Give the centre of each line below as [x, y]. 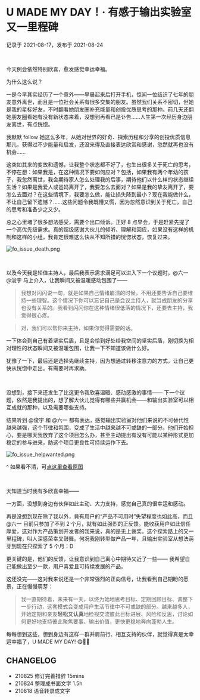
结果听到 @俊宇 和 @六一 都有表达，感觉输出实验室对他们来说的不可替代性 [98, 420]
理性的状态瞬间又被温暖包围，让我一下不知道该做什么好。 [82, 348]
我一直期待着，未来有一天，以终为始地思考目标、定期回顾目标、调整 [104, 599]
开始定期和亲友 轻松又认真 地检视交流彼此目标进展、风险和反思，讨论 [104, 614]
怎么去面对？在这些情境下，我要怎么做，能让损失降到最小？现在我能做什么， [100, 194]
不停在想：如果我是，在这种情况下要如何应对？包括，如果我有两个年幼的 [95, 172]
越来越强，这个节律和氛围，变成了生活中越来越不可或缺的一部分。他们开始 [97, 427]
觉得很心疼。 [36, 315]
